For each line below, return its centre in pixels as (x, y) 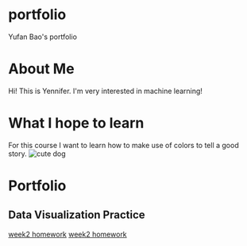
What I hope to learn (76, 123)
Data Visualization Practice (77, 215)
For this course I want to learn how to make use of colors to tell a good (124, 145)
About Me (41, 69)
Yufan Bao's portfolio (43, 37)
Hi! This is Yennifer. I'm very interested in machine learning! (105, 91)
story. (18, 154)
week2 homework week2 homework (68, 234)
